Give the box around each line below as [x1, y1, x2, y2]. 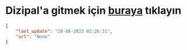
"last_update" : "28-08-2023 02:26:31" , [16, 28, 113, 34]
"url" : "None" [16, 33, 50, 40]
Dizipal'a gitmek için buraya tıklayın [5, 4, 182, 17]
